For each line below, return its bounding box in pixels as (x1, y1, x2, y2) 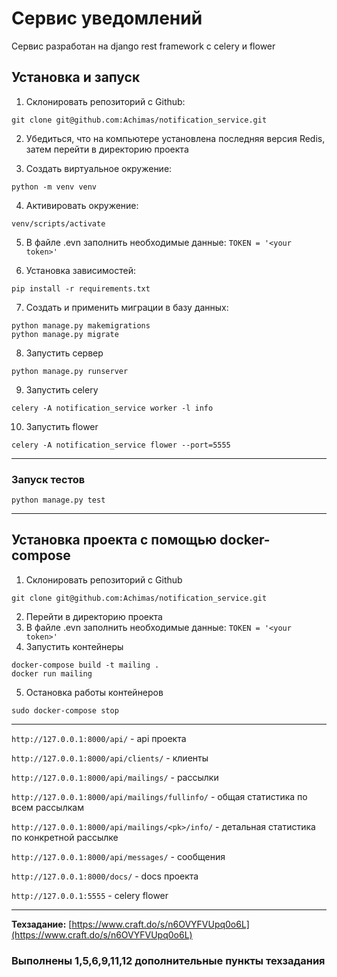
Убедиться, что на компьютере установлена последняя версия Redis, (25, 132, 326, 144)
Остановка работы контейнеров (25, 686, 164, 698)
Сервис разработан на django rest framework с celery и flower (11, 40, 276, 52)
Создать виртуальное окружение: (25, 162, 173, 174)
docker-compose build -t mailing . (11, 660, 160, 670)
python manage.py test (11, 495, 106, 506)
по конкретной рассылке (11, 831, 119, 843)
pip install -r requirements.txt (11, 283, 151, 294)
